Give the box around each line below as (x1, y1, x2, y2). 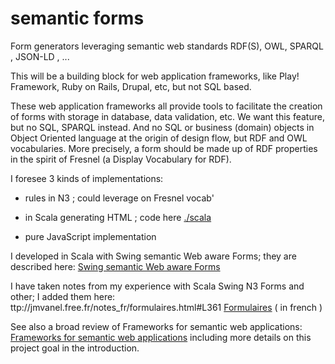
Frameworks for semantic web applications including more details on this (10, 331, 312, 343)
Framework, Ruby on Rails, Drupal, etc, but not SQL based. (10, 80, 252, 92)
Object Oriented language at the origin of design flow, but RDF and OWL (10, 132, 308, 144)
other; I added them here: (10, 290, 116, 302)
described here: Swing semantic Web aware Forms (10, 260, 221, 272)
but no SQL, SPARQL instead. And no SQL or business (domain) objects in (10, 121, 315, 133)
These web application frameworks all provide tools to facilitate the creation (10, 100, 323, 112)
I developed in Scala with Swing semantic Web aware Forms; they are (10, 250, 297, 262)
